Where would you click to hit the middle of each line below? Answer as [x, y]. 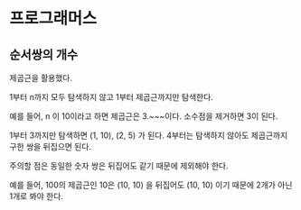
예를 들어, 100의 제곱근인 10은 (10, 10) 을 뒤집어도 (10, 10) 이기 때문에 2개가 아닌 [151, 185]
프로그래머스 [53, 18]
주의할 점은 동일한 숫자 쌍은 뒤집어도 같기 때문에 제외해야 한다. [119, 166]
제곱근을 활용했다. [41, 78]
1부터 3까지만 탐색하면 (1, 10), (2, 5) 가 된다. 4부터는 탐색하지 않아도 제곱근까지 [149, 135]
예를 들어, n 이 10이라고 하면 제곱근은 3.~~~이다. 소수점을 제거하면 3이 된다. [144, 116]
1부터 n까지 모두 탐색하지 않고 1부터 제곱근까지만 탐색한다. [112, 97]
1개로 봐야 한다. [36, 196]
